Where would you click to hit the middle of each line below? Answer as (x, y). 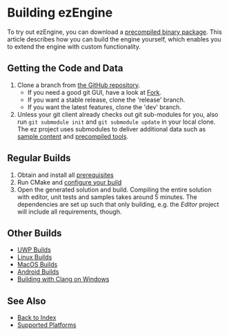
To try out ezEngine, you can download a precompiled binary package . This (114, 32)
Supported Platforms (47, 325)
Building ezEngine (60, 13)
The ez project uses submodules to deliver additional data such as (111, 129)
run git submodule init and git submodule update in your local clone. (116, 122)
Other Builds (34, 233)
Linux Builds (34, 257)
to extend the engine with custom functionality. (74, 46)
